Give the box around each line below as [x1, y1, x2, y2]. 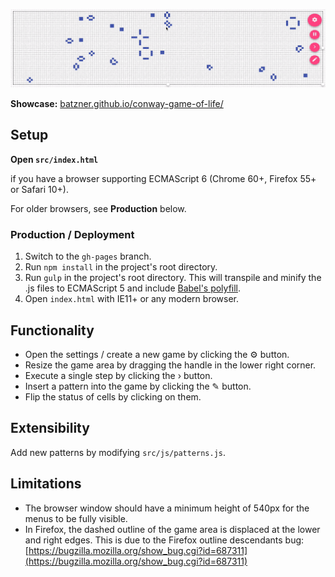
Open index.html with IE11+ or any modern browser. [24, 293, 240, 305]
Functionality [10, 322, 95, 339]
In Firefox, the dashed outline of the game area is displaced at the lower [24, 523, 321, 535]
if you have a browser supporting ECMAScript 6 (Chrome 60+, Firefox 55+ [10, 172, 317, 184]
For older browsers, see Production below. [10, 202, 187, 214]
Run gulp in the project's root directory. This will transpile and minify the [24, 272, 322, 284]
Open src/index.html [10, 153, 99, 165]
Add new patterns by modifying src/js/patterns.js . [10, 446, 227, 458]
